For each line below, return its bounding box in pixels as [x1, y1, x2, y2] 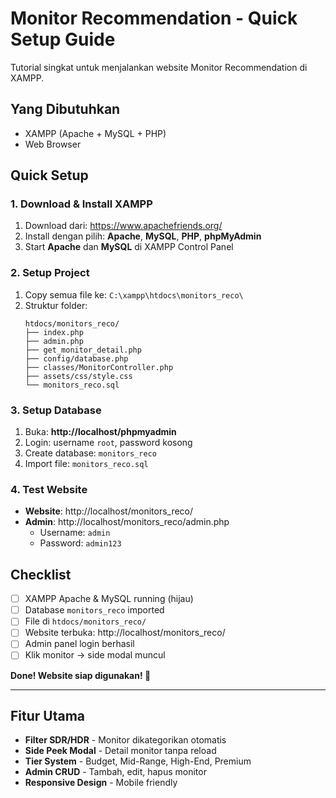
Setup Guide [10, 28, 116, 51]
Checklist [10, 566, 72, 583]
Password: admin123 [39, 537, 122, 549]
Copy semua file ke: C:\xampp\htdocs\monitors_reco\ [24, 288, 244, 301]
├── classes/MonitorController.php [24, 362, 174, 372]
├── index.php [24, 327, 84, 337]
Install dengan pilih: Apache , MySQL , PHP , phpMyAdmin [24, 230, 262, 242]
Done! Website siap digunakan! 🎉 [10, 669, 152, 681]
